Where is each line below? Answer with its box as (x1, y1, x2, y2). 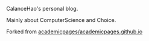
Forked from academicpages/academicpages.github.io (6, 28, 143, 35)
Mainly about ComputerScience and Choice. (6, 17, 116, 23)
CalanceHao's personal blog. (6, 5, 78, 12)
